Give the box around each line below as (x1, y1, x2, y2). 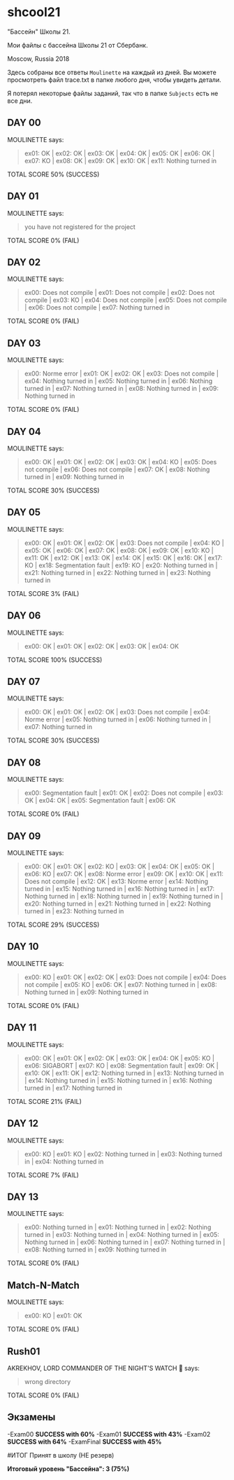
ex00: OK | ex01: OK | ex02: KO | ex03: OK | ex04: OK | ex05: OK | (24, 862, 215, 871)
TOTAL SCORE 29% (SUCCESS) (7, 920, 100, 929)
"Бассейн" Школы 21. (7, 27, 71, 36)
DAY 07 (7, 676, 41, 688)
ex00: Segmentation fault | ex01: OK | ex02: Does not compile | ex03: (24, 789, 224, 797)
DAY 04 (7, 425, 41, 438)
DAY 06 (7, 610, 41, 622)
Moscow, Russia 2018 (7, 54, 70, 63)
